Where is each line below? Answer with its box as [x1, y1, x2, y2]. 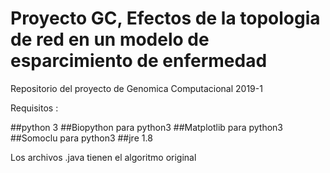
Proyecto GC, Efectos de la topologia [10, 7, 321, 30]
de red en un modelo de [10, 28, 210, 51]
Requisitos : [10, 102, 59, 114]
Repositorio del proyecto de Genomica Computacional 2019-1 [10, 82, 263, 94]
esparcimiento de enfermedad [10, 50, 268, 72]
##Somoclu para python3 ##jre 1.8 [10, 132, 153, 144]
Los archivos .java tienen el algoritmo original [10, 151, 197, 163]
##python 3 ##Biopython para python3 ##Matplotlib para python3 [10, 121, 284, 133]
